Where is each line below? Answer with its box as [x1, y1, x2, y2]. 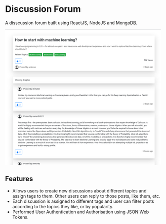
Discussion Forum [5, 3, 81, 15]
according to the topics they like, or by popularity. [12, 203, 114, 209]
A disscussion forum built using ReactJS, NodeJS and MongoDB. [5, 20, 137, 26]
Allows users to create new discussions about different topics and [12, 187, 147, 193]
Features [5, 175, 33, 183]
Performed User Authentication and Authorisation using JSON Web [12, 209, 149, 215]
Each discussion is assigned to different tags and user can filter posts [12, 198, 154, 204]
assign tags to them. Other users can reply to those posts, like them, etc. [12, 193, 161, 199]
